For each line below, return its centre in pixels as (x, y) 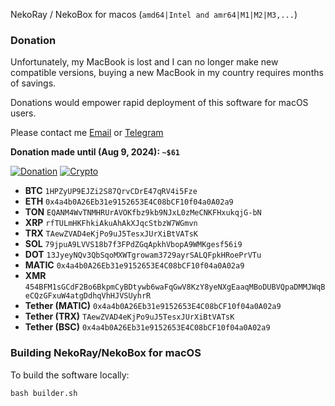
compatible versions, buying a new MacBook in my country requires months (167, 73)
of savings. (33, 83)
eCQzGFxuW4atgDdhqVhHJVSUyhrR (88, 296)
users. (23, 113)
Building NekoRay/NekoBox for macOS (106, 353)
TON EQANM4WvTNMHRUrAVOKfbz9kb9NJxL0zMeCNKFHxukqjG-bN (143, 212)
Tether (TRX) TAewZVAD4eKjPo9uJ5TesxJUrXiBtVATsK (129, 316)
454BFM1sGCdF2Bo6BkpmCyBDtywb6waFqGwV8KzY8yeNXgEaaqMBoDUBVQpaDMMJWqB (175, 287)
